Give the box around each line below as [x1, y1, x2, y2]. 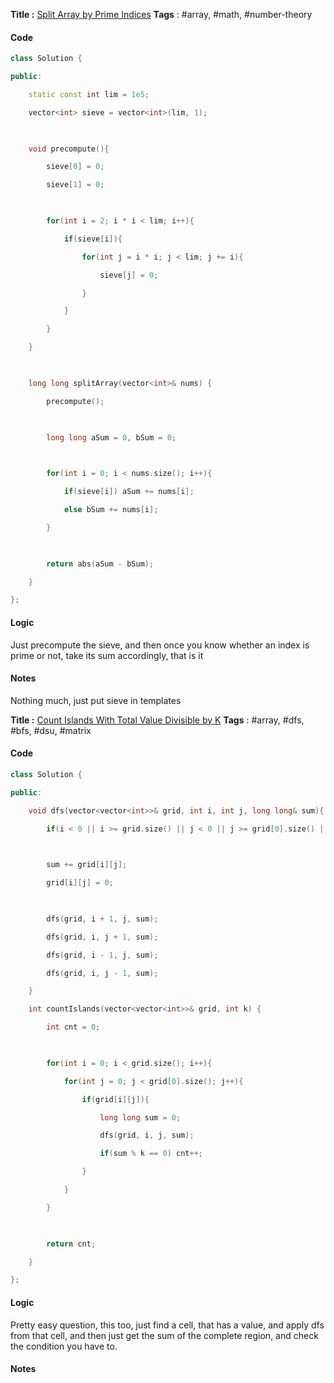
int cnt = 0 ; [46, 1022, 101, 1033]
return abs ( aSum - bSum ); [46, 559, 155, 569]
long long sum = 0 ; [99, 1112, 182, 1123]
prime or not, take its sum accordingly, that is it [10, 649, 204, 661]
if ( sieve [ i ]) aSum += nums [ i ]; [63, 487, 195, 497]
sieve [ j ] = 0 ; [99, 270, 159, 280]
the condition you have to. [10, 1340, 118, 1352]
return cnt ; [46, 1239, 97, 1249]
